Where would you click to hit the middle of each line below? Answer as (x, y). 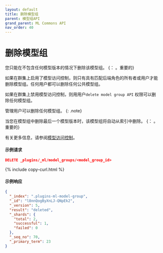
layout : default (21, 9)
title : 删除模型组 (22, 14)
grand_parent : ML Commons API (36, 23)
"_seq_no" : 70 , (25, 237)
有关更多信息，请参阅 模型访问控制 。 (41, 138)
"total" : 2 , (26, 219)
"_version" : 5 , (25, 205)
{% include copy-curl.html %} (35, 170)
